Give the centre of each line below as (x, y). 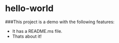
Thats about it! (27, 36)
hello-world (30, 8)
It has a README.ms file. (37, 31)
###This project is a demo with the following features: (60, 22)
